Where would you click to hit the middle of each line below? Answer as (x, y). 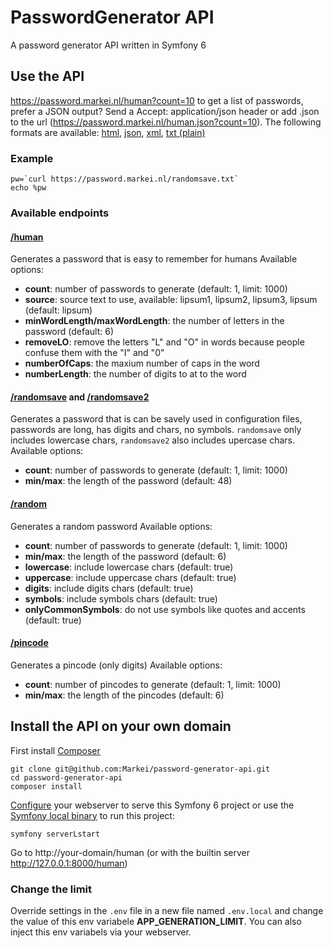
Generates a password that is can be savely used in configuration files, (156, 419)
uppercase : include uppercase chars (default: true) (130, 577)
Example (32, 158)
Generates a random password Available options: (111, 526)
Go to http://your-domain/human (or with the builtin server (130, 852)
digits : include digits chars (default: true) (109, 588)
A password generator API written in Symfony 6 (108, 45)
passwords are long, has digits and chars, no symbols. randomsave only (156, 430)
